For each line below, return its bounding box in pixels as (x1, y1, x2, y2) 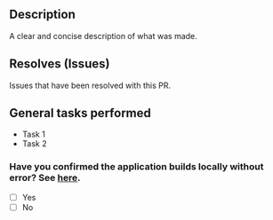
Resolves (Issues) (9, 57, 110, 72)
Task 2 (21, 138, 47, 149)
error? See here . (9, 172, 82, 185)
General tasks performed (9, 106, 151, 121)
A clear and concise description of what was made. (9, 30, 197, 41)
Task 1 (21, 129, 46, 140)
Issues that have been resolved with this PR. (9, 80, 172, 90)
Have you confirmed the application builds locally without (9, 161, 264, 173)
